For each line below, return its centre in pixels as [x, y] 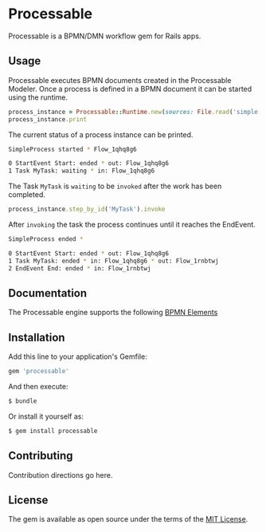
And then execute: [38, 386]
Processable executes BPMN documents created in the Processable [120, 80]
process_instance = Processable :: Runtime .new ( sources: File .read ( [121, 112]
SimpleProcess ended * [46, 239]
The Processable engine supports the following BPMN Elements [113, 313]
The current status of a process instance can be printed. [101, 134]
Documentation [48, 293]
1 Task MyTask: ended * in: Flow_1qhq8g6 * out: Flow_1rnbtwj [113, 261]
